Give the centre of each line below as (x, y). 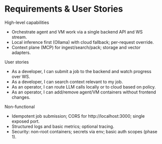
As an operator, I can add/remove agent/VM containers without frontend (84, 92)
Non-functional (20, 107)
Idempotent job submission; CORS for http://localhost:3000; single (78, 116)
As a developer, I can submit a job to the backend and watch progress (81, 71)
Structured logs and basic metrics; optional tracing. (63, 126)
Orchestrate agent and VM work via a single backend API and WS (77, 32)
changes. (21, 97)
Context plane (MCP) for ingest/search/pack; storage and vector (76, 47)
